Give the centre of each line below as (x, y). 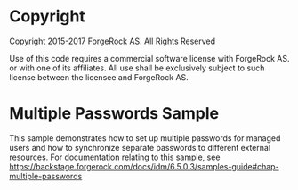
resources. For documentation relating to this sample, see (115, 157)
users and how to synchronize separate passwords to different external (140, 147)
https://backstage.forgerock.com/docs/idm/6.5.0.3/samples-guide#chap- (144, 166)
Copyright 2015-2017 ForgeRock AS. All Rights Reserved (113, 41)
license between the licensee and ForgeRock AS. (99, 77)
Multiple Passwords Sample (114, 114)
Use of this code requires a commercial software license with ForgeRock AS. (149, 58)
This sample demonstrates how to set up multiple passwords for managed (145, 138)
